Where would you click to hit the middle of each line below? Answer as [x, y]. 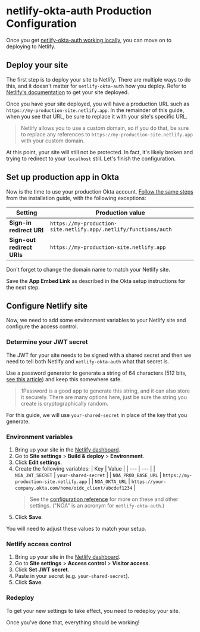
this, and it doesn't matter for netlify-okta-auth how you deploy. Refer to [96, 86]
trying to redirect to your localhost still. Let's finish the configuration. [91, 158]
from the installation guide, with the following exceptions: [76, 198]
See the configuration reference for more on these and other [104, 499]
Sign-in [20, 223]
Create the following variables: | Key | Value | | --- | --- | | [85, 468]
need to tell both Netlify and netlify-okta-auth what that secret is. [88, 361]
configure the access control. [42, 326]
